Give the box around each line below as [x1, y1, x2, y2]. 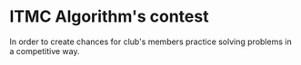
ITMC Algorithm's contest [9, 6, 209, 27]
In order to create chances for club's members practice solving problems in [9, 36, 293, 47]
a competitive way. [9, 45, 80, 56]
